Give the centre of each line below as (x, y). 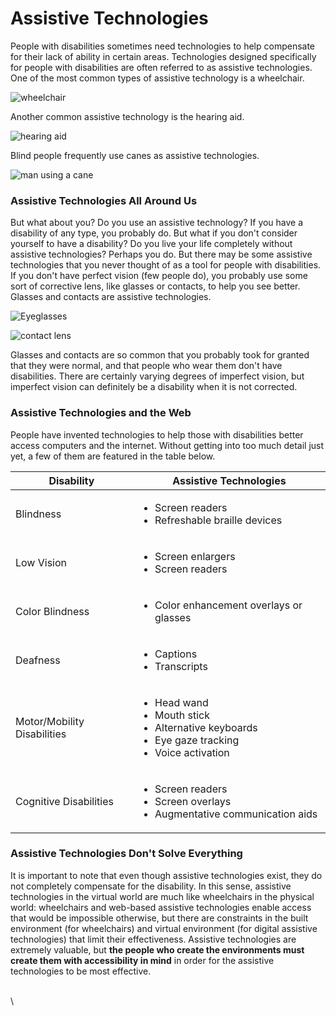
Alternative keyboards (206, 727)
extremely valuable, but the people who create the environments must (157, 949)
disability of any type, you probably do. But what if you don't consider (154, 233)
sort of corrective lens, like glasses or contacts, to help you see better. (155, 286)
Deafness (38, 660)
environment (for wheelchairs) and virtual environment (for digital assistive (164, 928)
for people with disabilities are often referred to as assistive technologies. (161, 67)
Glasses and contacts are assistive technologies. (111, 297)
